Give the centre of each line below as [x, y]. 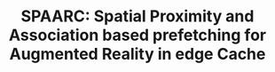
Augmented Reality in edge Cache [137, 54]
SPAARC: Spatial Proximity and [137, 16]
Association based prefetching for [137, 35]
